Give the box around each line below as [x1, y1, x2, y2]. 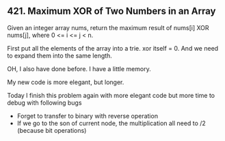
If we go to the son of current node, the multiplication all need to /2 [16, 119, 207, 127]
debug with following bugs [7, 99, 82, 107]
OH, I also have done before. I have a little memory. [7, 64, 152, 73]
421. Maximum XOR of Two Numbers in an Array [7, 5, 216, 17]
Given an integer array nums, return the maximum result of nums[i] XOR [7, 23, 209, 31]
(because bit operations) [16, 126, 87, 134]
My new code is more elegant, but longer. [7, 78, 124, 86]
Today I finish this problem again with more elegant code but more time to [7, 91, 215, 99]
